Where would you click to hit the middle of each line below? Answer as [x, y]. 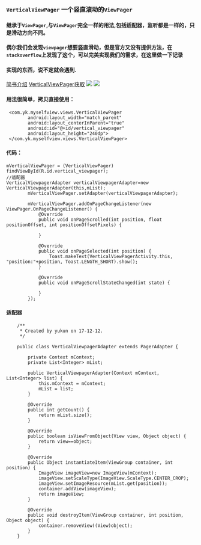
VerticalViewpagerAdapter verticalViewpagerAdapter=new [77, 183]
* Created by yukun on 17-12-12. [61, 331]
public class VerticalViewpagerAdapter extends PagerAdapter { [98, 346]
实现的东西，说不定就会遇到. [41, 70]
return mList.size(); [65, 415]
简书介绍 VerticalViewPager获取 [46, 84]
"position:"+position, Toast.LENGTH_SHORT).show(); [72, 262]
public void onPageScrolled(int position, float [100, 220]
